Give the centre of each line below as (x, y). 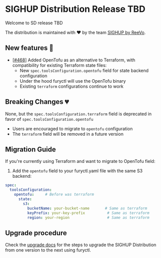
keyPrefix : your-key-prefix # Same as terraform (88, 213)
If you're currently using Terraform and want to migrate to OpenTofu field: (80, 161)
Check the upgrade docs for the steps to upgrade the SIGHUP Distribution (81, 245)
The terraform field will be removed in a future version (68, 134)
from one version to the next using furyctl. (48, 250)
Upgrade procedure (36, 233)
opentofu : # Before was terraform (54, 195)
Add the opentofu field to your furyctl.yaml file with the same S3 (77, 171)
